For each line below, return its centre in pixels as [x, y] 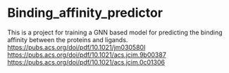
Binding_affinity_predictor [85, 13]
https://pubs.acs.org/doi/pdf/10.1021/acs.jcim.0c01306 [86, 62]
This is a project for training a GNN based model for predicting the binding [115, 32]
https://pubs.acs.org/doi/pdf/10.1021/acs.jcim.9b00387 [87, 55]
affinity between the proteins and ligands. [68, 39]
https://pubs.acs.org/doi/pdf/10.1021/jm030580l [76, 47]
